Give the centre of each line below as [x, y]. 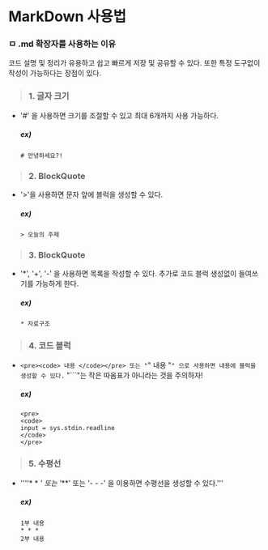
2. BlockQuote [57, 176]
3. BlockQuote [57, 254]
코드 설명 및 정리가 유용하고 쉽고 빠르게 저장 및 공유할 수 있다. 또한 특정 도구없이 [134, 63]
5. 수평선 [45, 464]
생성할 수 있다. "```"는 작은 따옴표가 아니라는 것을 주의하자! [112, 375]
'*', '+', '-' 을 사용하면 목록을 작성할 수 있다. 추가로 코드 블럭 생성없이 [128, 274]
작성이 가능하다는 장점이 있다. [55, 73]
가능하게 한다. [57, 284]
